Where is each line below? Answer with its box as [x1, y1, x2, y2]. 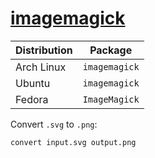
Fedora [15, 92, 49, 106]
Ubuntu [15, 76, 51, 90]
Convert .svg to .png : [10, 118, 98, 130]
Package [89, 43, 133, 57]
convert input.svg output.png [10, 137, 137, 147]
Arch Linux [15, 60, 67, 74]
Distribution [15, 43, 73, 57]
